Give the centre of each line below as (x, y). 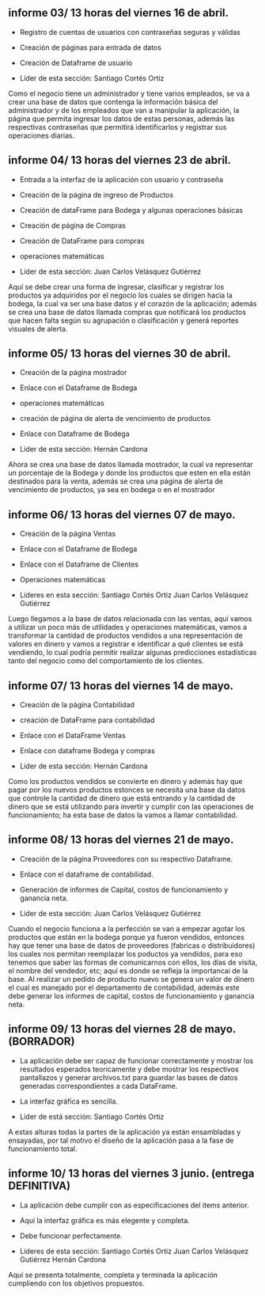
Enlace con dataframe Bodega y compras (87, 751)
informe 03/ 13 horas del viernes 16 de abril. (119, 13)
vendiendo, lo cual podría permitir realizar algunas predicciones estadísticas (132, 653)
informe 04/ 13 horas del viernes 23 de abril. (120, 160)
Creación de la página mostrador (73, 373)
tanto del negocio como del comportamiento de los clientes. (106, 661)
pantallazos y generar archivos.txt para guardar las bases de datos (129, 1077)
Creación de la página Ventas (68, 534)
